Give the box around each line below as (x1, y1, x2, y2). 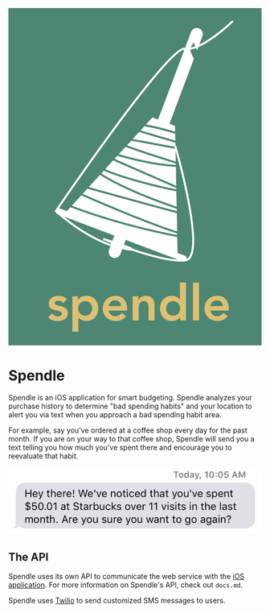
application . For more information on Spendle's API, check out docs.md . (8, 580, 243, 590)
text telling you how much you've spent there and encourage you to (8, 443, 232, 453)
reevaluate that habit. (8, 451, 79, 461)
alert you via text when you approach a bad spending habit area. (8, 410, 223, 420)
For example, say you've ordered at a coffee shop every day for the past (8, 425, 247, 435)
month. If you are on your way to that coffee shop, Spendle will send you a (8, 434, 255, 444)
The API (8, 550, 49, 564)
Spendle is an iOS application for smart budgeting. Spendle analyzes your (8, 393, 253, 403)
